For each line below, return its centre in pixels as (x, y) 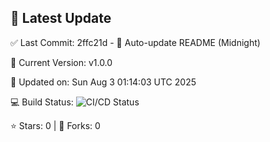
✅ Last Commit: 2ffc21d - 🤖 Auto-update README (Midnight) (135, 42)
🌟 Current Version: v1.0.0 (61, 62)
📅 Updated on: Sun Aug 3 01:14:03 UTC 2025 (103, 82)
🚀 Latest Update (61, 18)
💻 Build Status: (42, 102)
